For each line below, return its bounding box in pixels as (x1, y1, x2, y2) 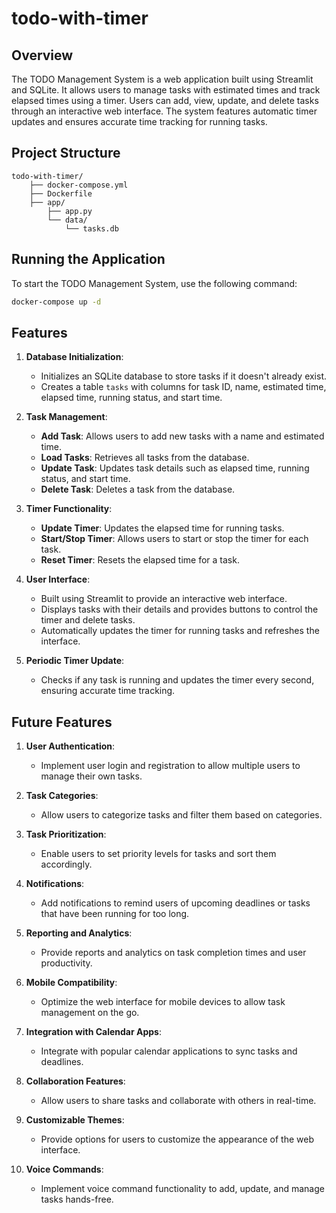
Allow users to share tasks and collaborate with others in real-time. (40, 1095, 317, 1107)
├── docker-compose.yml (29, 180, 129, 190)
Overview (11, 47, 74, 64)
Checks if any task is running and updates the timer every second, (40, 674, 315, 686)
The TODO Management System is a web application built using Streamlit (11, 73, 314, 85)
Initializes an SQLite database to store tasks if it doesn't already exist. (40, 370, 328, 382)
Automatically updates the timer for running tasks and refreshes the (40, 625, 320, 637)
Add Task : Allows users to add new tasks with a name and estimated (40, 430, 325, 442)
